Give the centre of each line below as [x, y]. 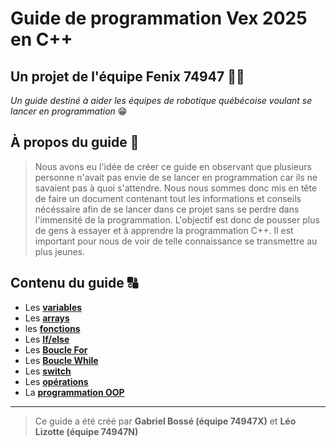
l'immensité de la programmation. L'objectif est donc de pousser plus [177, 219]
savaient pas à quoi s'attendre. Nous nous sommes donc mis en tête [176, 188]
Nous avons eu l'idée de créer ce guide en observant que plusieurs [173, 166]
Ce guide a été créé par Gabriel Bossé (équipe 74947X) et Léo [165, 421]
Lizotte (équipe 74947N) [86, 431]
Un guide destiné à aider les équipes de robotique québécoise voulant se [161, 100]
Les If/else [47, 339]
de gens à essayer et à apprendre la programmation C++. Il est [164, 230]
